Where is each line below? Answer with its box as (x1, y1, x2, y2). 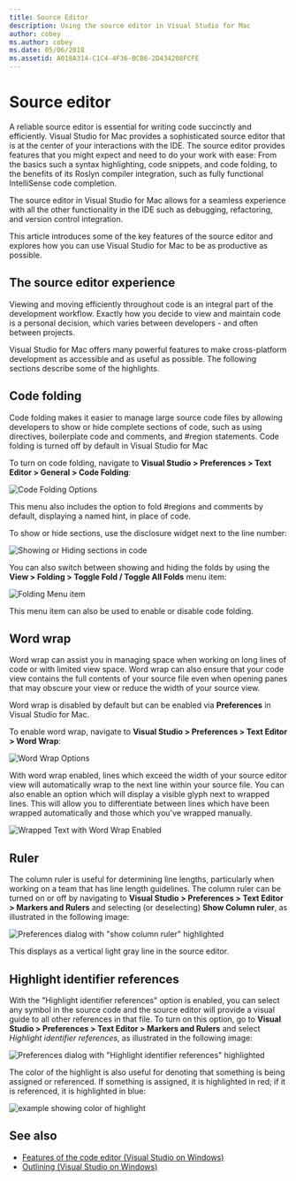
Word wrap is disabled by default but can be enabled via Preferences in (9, 700, 271, 710)
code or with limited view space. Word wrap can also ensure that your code (9, 664, 285, 675)
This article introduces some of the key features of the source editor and (9, 231, 274, 242)
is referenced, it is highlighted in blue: (9, 1085, 146, 1096)
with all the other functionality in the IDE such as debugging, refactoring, (9, 204, 273, 215)
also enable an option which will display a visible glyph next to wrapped (9, 789, 270, 800)
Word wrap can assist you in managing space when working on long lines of (9, 655, 287, 665)
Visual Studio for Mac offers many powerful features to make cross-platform (9, 344, 287, 355)
